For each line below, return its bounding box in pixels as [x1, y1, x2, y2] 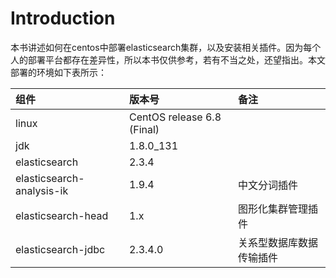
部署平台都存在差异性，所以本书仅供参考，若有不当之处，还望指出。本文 [27, 53, 326, 66]
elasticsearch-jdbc [15, 242, 106, 256]
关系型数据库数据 [238, 235, 319, 249]
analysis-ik [15, 183, 69, 197]
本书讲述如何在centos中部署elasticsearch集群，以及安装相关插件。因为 [10, 41, 304, 53]
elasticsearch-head [15, 208, 109, 222]
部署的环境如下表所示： [10, 66, 107, 78]
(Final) [128, 122, 160, 136]
